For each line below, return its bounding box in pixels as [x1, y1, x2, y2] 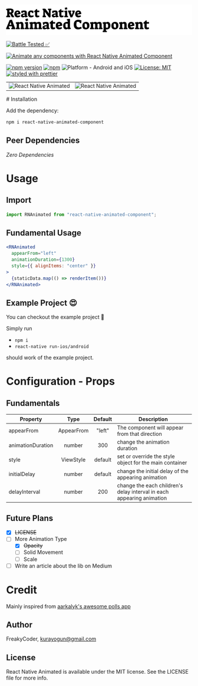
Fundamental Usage [6, 228, 81, 238]
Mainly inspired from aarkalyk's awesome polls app [6, 603, 131, 610]
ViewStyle [61, 456, 86, 463]
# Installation [6, 96, 38, 103]
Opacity [23, 542, 43, 549]
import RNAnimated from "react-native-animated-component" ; [6, 211, 157, 218]
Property [19, 415, 42, 422]
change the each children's [117, 482, 183, 489]
